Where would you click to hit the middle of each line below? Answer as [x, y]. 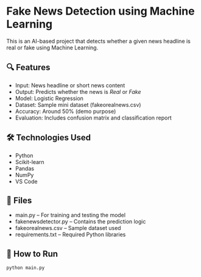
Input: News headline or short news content [70, 85]
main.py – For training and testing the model [70, 215]
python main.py [26, 268]
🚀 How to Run [32, 254]
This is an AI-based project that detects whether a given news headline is [98, 41]
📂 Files [19, 200]
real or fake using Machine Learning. [52, 48]
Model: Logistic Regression [49, 98]
